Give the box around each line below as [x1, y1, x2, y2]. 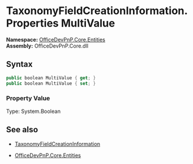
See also [6, 125, 38, 135]
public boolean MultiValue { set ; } [6, 81, 96, 86]
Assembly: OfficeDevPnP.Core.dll [6, 42, 89, 49]
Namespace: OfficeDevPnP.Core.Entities [6, 36, 106, 43]
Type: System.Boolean [6, 108, 61, 115]
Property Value [6, 94, 51, 102]
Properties [6, 16, 59, 30]
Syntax [6, 59, 33, 69]
